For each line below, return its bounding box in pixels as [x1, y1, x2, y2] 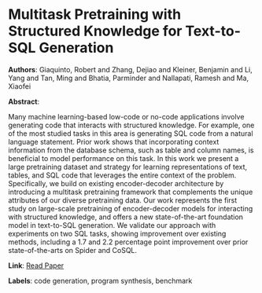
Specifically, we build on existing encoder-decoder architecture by [8, 178, 224, 188]
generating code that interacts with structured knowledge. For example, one [8, 120, 255, 130]
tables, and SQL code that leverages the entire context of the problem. [8, 170, 237, 180]
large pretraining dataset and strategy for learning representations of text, [8, 162, 248, 171]
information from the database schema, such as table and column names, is [8, 145, 254, 155]
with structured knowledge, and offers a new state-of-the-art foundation [8, 212, 244, 222]
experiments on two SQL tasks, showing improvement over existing [8, 229, 227, 238]
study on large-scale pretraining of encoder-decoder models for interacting [8, 203, 253, 213]
